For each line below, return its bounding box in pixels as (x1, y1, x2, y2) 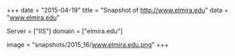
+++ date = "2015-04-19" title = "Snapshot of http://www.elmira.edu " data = (6, 6, 229, 14)
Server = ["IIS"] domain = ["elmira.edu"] (6, 27, 123, 35)
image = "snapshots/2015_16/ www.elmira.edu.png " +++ (6, 41, 169, 48)
